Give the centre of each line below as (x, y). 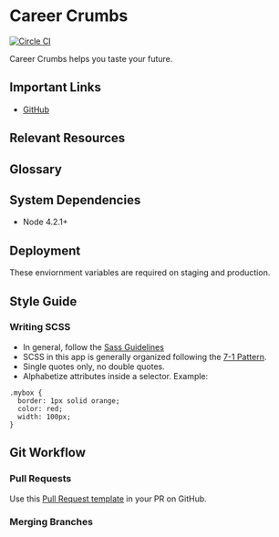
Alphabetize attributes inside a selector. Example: (115, 376)
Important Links (56, 88)
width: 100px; (44, 417)
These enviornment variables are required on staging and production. (140, 273)
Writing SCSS (40, 327)
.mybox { (26, 393)
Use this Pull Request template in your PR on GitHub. (108, 499)
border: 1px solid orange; (69, 401)
